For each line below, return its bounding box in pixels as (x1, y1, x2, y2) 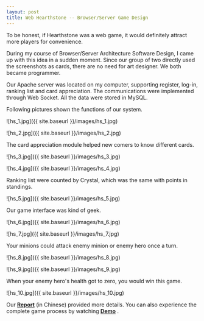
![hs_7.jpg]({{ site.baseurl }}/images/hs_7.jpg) (6, 230, 120, 238)
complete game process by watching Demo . (6, 307, 119, 314)
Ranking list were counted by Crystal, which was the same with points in (6, 176, 188, 183)
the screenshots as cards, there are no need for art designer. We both (6, 62, 181, 70)
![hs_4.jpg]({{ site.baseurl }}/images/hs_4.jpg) (6, 164, 121, 172)
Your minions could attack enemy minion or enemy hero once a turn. (6, 242, 178, 249)
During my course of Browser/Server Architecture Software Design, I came (6, 49, 194, 57)
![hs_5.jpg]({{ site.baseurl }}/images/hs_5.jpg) (6, 194, 121, 202)
